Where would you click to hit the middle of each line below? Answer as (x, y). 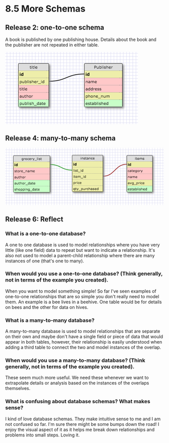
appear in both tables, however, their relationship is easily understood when (84, 342)
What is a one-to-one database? (46, 234)
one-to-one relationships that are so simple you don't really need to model (82, 296)
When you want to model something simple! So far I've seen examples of (81, 291)
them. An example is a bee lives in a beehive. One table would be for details (83, 302)
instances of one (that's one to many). (45, 261)
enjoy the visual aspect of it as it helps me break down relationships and (80, 429)
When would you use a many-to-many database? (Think (75, 360)
